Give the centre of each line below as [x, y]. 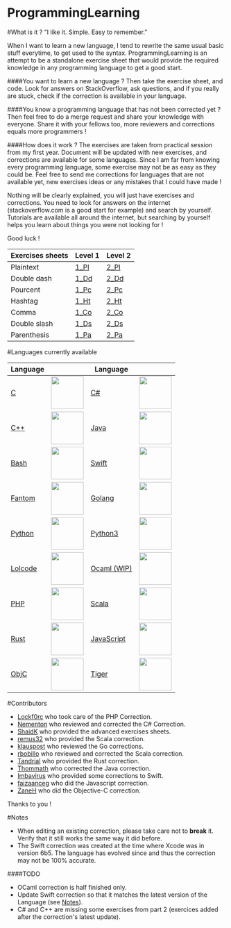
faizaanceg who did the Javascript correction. [83, 783]
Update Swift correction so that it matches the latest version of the [112, 895]
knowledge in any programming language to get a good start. [95, 67]
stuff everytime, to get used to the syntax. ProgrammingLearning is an [108, 53]
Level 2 [119, 255]
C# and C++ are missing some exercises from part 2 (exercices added [118, 909]
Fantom [23, 498]
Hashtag [24, 301]
